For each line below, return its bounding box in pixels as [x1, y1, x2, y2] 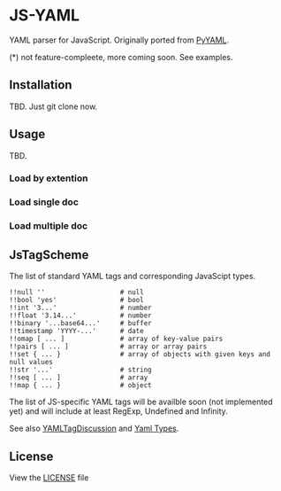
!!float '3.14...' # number [9, 311, 152, 320]
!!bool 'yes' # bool [9, 296, 144, 305]
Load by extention [9, 172, 88, 184]
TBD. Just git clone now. [9, 101, 98, 112]
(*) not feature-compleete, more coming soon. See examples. [9, 51, 233, 62]
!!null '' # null [9, 288, 144, 297]
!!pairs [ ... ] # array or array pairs [9, 342, 208, 351]
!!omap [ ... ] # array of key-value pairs [9, 334, 224, 344]
